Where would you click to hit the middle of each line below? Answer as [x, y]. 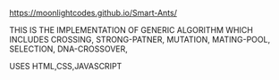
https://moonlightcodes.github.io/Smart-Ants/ [93, 13]
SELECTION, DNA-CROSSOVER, [68, 49]
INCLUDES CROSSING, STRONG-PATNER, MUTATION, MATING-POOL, [140, 40]
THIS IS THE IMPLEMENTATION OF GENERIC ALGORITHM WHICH [131, 30]
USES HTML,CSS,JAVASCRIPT [66, 66]
